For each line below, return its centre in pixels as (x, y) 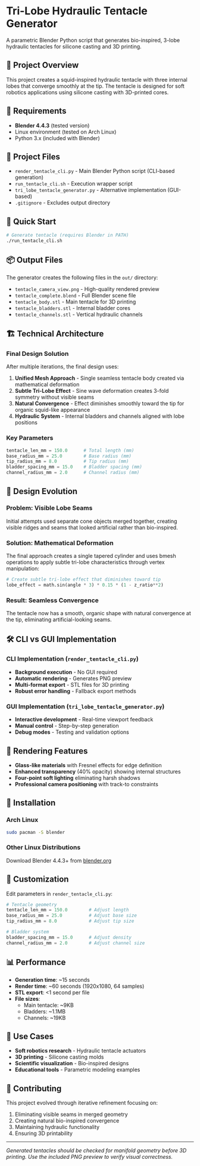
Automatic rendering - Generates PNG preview (73, 678)
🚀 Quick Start (31, 221)
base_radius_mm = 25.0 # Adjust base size (71, 916)
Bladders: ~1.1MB (45, 1011)
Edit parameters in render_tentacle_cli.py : (60, 894)
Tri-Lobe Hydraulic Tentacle (77, 11)
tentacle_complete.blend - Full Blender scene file (75, 295)
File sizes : (27, 998)
